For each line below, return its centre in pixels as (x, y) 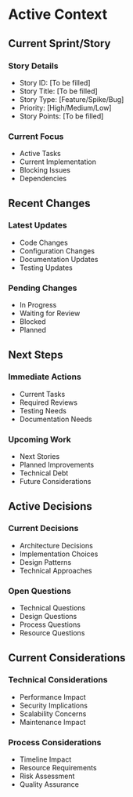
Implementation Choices (59, 554)
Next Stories (40, 457)
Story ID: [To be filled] (55, 82)
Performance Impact (52, 697)
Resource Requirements (58, 768)
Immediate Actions (45, 377)
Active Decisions (50, 506)
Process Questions (50, 624)
